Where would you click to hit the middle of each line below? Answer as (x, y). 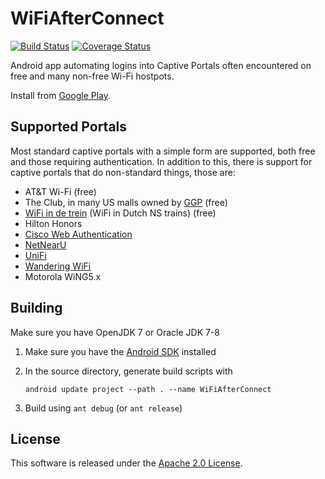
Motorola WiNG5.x (63, 276)
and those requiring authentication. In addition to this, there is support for (161, 161)
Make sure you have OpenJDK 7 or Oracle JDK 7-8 (115, 332)
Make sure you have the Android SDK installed (120, 351)
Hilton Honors (53, 223)
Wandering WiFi (58, 266)
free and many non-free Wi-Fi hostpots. (92, 76)
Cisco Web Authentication (78, 234)
